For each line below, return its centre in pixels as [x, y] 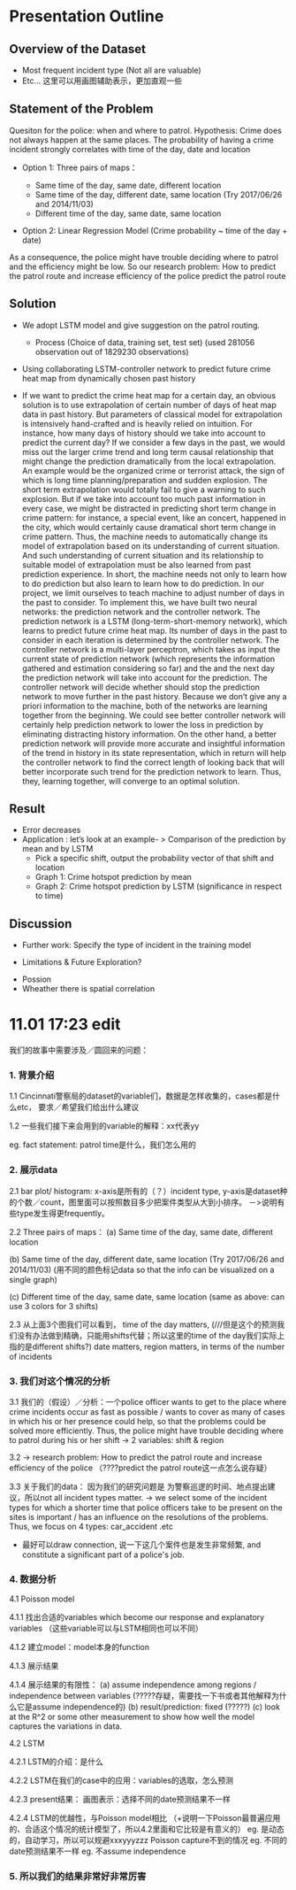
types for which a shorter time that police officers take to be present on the [146, 1508]
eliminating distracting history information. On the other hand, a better [149, 734]
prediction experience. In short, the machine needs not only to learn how [154, 574]
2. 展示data [34, 1170]
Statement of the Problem [81, 109]
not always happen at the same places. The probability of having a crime [141, 140]
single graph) [33, 1279]
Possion [36, 979]
